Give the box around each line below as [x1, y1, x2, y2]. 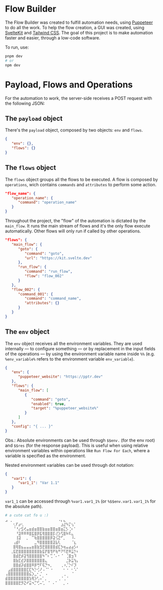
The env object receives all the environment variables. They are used [5, 341, 142, 346]
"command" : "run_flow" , [24, 269, 73, 274]
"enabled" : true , [31, 401, 66, 406]
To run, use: [5, 44, 29, 50]
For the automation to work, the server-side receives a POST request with [5, 95, 152, 101]
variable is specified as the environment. [5, 453, 86, 459]
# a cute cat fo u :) [5, 513, 49, 518]
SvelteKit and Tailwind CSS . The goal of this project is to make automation [5, 30, 153, 35]
